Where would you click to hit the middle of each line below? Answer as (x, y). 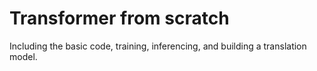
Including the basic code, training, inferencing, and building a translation (158, 46)
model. (23, 56)
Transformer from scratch (119, 18)
